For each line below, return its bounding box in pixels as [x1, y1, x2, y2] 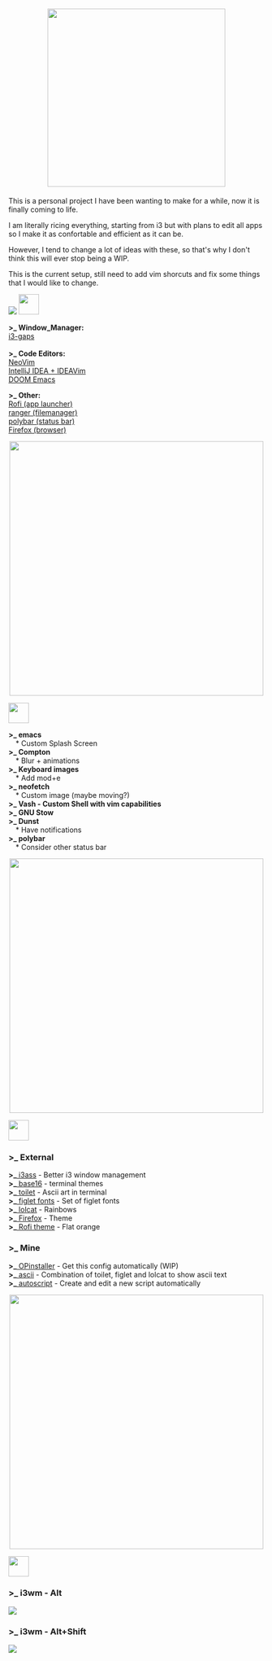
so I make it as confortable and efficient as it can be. [8, 229, 184, 239]
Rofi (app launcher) [8, 399, 73, 409]
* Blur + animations [15, 756, 80, 765]
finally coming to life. [8, 204, 79, 214]
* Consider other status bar [15, 842, 107, 852]
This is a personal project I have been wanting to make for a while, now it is [8, 195, 260, 205]
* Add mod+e [15, 773, 61, 782]
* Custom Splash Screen [15, 738, 97, 748]
